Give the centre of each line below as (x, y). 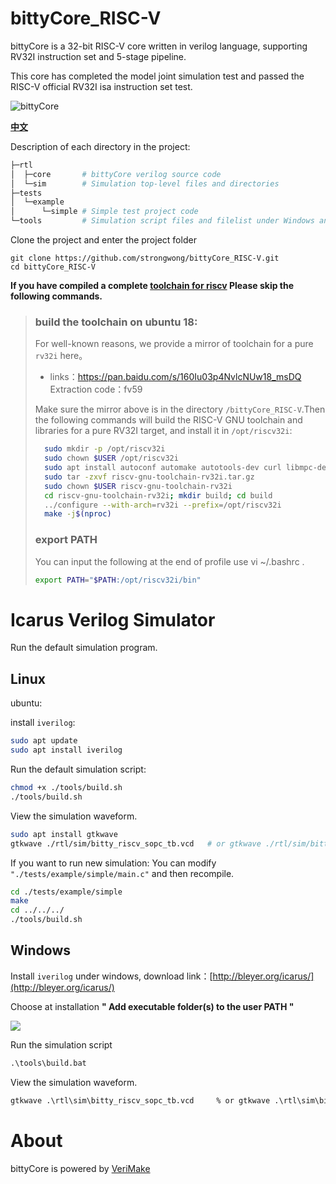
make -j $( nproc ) (78, 514)
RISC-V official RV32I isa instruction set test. (101, 86)
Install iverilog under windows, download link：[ (111, 976)
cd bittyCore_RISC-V (53, 267)
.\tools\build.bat (48, 1063)
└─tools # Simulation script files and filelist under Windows (162, 221)
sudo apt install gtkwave (64, 834)
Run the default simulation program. (84, 648)
